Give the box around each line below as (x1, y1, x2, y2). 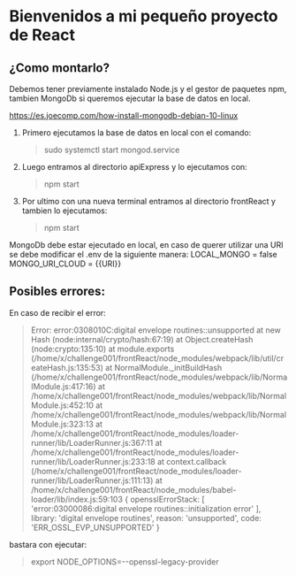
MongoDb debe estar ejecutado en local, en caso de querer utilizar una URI (9, 240, 285, 250)
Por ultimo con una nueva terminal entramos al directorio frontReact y (21, 196, 277, 206)
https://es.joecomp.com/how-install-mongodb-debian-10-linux (9, 111, 239, 120)
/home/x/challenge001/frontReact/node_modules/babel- (30, 484, 237, 495)
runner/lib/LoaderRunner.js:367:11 (30, 437, 154, 448)
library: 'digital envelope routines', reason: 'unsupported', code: (30, 512, 262, 523)
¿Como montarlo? (9, 60, 110, 75)
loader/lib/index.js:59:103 (30, 494, 124, 504)
